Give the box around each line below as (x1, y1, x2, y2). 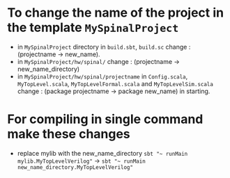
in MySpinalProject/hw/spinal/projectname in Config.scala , (17, 72, 188, 81)
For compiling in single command (7, 111, 204, 127)
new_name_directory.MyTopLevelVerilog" (17, 163, 134, 171)
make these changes (7, 127, 130, 142)
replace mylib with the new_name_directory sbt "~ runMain (17, 149, 188, 157)
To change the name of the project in (7, 5, 224, 21)
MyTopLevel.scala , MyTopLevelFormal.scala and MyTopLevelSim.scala (17, 79, 214, 88)
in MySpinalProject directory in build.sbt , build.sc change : (17, 42, 191, 51)
